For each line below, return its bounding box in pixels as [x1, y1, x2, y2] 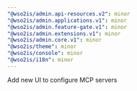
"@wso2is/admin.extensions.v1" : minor [7, 30, 121, 37]
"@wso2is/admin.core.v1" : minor [7, 37, 102, 44]
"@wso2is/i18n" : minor [7, 56, 74, 63]
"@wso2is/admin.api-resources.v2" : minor [7, 10, 131, 18]
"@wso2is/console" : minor [7, 50, 83, 57]
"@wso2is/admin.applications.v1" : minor [7, 17, 128, 24]
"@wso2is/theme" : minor [7, 43, 77, 50]
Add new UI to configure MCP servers [7, 75, 117, 84]
